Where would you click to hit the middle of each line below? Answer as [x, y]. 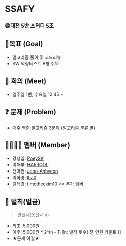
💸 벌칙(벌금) [23, 201]
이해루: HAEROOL [30, 165]
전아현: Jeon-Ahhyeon [35, 171]
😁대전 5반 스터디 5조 [29, 26]
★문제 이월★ [26, 238]
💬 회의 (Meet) [26, 81]
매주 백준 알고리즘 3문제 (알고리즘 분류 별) [54, 128]
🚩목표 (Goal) [24, 44]
